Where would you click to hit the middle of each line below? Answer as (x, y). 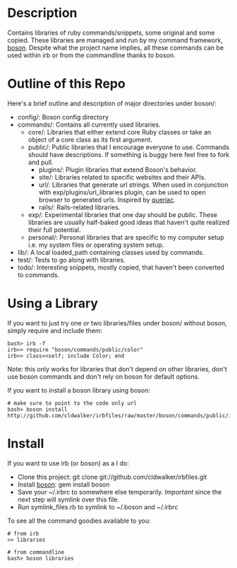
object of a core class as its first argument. (90, 139)
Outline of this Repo (66, 84)
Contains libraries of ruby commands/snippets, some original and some (111, 33)
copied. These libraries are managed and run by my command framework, (115, 40)
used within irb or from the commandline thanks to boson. (92, 55)
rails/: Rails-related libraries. (79, 207)
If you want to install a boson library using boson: (79, 390)
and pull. (41, 162)
